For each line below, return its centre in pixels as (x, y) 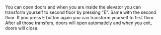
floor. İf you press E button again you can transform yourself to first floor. (80, 17)
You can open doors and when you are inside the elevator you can (73, 7)
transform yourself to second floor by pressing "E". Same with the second (81, 12)
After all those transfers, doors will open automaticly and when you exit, (79, 23)
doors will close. (22, 28)
